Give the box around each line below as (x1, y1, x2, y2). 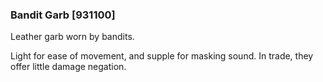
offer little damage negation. (10, 61, 127, 73)
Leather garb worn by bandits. (10, 31, 135, 43)
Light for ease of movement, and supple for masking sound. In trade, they (10, 50, 314, 62)
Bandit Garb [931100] (10, 8, 116, 22)
